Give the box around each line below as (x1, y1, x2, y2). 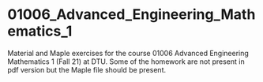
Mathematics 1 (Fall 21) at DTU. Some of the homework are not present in (7, 57, 246, 66)
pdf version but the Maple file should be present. (7, 65, 167, 74)
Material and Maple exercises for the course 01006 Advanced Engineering (7, 48, 250, 58)
